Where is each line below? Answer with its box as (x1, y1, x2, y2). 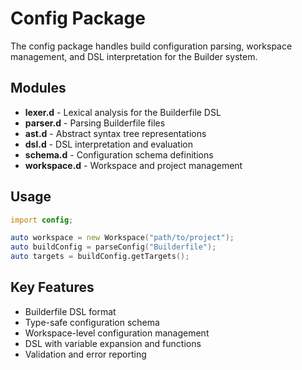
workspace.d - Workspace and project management (24, 159, 243, 171)
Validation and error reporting (24, 348, 147, 360)
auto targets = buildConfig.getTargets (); (10, 252, 190, 262)
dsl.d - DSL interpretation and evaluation (24, 138, 193, 150)
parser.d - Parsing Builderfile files (24, 117, 166, 129)
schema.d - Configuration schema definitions (24, 148, 214, 161)
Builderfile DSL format (24, 305, 117, 317)
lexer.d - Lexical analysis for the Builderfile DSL (24, 106, 222, 118)
